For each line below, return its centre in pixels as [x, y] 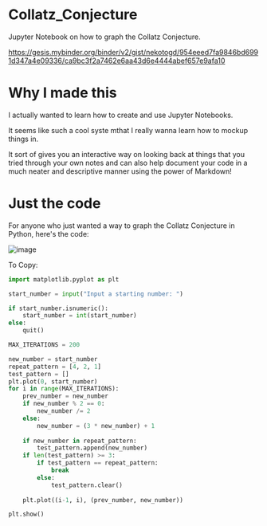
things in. [24, 139]
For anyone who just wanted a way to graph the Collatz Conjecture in [122, 226]
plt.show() [26, 514]
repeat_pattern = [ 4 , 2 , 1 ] [55, 367]
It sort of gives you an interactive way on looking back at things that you [127, 154]
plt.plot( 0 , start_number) [53, 381]
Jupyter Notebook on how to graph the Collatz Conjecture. [104, 37]
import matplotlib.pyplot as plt [64, 279]
